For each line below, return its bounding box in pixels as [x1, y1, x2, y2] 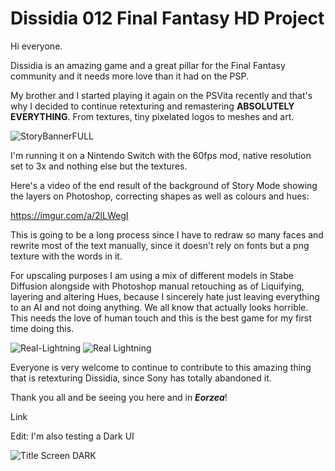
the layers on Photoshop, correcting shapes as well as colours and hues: [10, 190, 310, 202]
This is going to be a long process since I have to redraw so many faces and [10, 228, 324, 241]
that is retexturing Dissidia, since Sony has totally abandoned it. [10, 372, 272, 384]
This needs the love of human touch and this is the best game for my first [10, 312, 312, 324]
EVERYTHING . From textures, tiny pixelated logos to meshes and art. [10, 110, 295, 122]
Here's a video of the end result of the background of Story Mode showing [10, 179, 318, 191]
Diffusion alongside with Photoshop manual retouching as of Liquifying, [10, 280, 305, 292]
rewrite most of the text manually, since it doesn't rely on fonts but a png [10, 239, 310, 251]
